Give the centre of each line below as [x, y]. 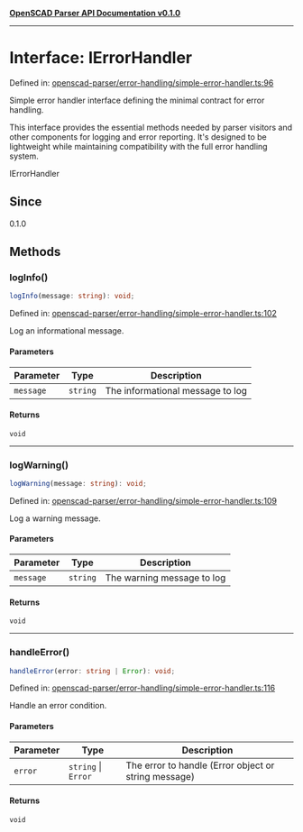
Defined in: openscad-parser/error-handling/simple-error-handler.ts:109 [143, 500]
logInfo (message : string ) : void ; [72, 297]
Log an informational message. [67, 331]
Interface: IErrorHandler [101, 58]
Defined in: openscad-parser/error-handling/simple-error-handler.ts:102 [143, 314]
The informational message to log [176, 390]
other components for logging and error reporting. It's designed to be [138, 137]
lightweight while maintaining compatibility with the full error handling [138, 146]
